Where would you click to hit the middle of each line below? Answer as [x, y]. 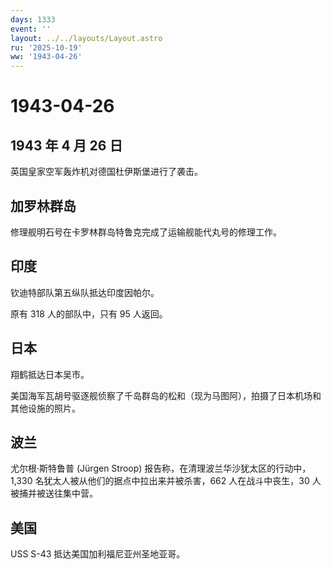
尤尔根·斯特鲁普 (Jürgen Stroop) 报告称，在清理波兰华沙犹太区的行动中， [161, 468]
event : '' [31, 29]
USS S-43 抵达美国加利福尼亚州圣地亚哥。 [98, 554]
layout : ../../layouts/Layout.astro [86, 38]
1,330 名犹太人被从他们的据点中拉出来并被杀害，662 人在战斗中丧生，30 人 [166, 481]
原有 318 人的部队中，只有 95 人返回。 [89, 313]
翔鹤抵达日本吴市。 [50, 374]
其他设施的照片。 [45, 408]
